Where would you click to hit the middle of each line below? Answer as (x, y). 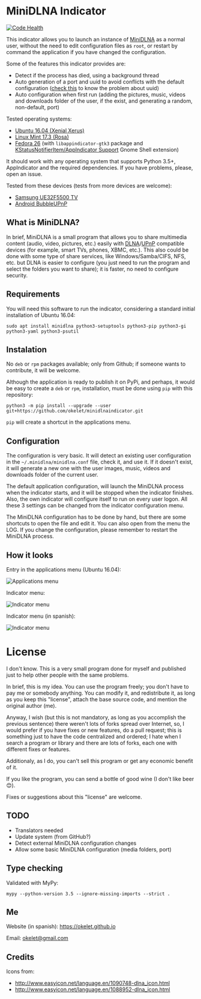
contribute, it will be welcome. (43, 370)
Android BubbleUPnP (41, 204)
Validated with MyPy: (32, 883)
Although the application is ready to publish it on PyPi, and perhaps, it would (100, 382)
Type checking (34, 868)
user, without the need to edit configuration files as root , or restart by (92, 46)
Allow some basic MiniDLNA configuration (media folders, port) (93, 849)
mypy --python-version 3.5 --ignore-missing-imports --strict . (88, 894)
